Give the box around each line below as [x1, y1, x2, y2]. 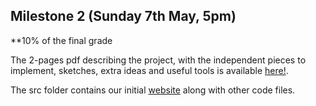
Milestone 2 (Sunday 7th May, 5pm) [10, 8, 237, 25]
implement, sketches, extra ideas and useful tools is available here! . [10, 64, 289, 76]
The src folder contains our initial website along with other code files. [10, 84, 296, 96]
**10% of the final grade [10, 34, 113, 46]
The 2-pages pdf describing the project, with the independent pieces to [10, 54, 307, 66]
